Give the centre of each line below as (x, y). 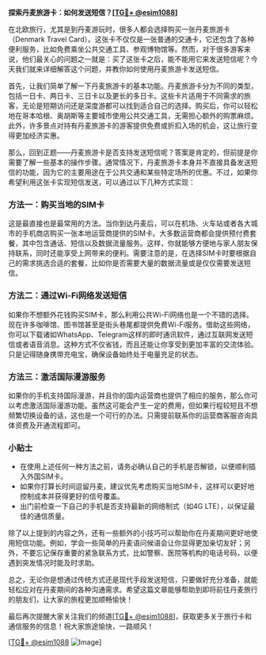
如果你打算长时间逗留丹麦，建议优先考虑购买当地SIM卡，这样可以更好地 (137, 487)
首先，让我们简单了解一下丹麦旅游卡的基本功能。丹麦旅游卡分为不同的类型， (133, 86)
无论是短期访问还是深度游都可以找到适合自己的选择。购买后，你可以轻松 (140, 106)
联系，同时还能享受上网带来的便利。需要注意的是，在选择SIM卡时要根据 (132, 253)
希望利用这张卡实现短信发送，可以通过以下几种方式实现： (102, 182)
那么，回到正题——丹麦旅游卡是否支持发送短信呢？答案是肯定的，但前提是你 (133, 152)
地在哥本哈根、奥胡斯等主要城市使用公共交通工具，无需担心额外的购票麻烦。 (133, 116)
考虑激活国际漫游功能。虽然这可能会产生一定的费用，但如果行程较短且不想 (136, 405)
